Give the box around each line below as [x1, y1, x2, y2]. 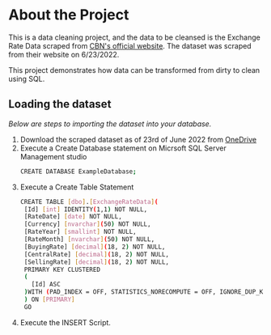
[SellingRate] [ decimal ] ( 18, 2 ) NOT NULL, [23, 257, 170, 266]
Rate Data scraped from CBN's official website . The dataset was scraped [8, 40, 252, 50]
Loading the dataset [8, 97, 112, 111]
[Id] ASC [31, 281, 61, 289]
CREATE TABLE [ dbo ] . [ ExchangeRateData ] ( [19, 197, 159, 206]
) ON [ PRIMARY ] [23, 295, 75, 303]
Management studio [19, 151, 87, 161]
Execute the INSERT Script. [19, 317, 112, 327]
